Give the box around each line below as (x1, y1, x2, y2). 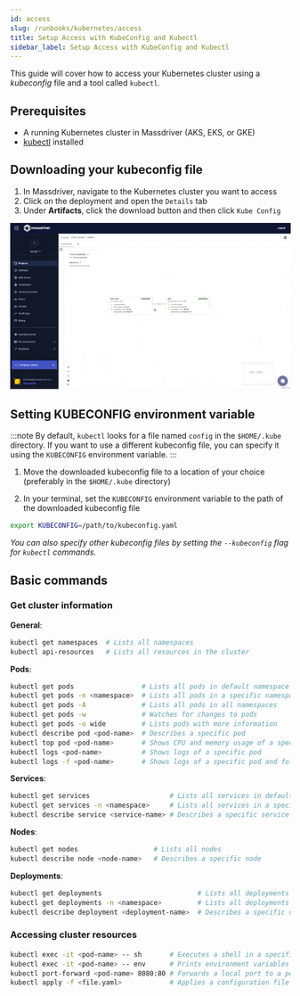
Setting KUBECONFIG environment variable (10, 407, 255, 422)
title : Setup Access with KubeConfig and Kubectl (10, 33, 199, 42)
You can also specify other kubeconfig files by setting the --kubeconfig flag (10, 538, 288, 548)
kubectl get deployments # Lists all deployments (10, 888, 290, 898)
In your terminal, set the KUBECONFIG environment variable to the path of (22, 493, 284, 504)
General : (10, 620, 43, 630)
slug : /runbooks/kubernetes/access (10, 23, 142, 33)
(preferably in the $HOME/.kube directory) (22, 476, 172, 487)
